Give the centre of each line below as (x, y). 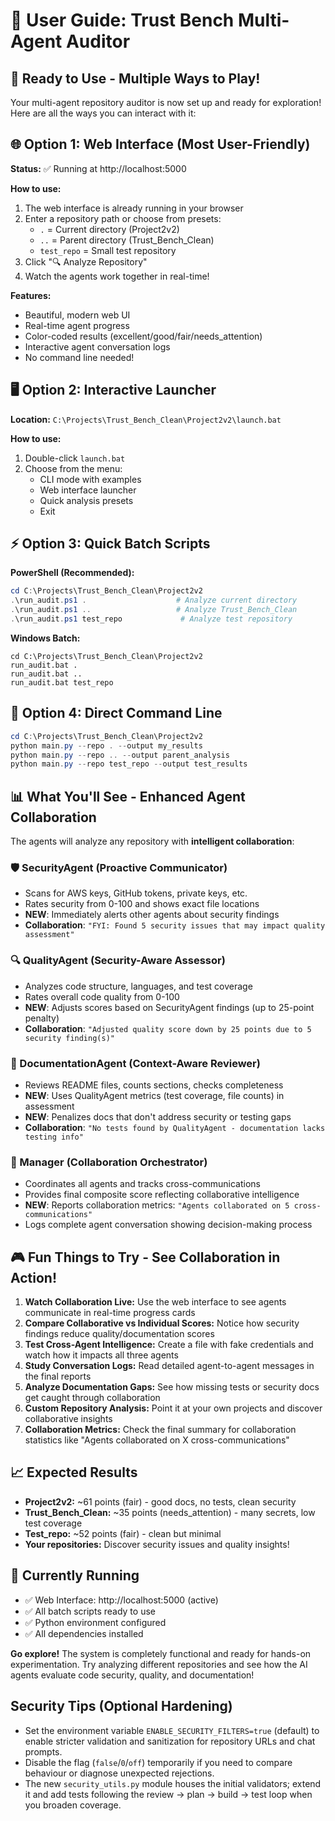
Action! (33, 1277)
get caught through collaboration (92, 1398)
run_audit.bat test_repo (62, 682)
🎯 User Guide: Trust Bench (122, 20)
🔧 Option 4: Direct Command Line (116, 713)
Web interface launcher (88, 490)
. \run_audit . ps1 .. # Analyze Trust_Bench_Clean (154, 610)
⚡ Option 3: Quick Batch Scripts (110, 544)
